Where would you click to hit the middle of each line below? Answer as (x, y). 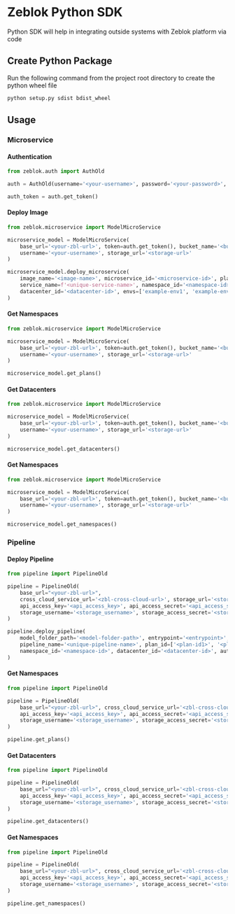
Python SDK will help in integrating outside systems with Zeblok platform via (117, 31)
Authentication (30, 156)
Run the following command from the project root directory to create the (111, 78)
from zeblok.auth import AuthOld (56, 171)
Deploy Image (28, 212)
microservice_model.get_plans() (54, 374)
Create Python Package (60, 61)
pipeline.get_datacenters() (48, 822)
